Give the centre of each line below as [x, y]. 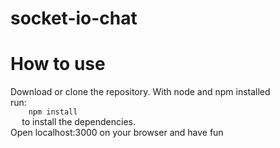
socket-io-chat [74, 18]
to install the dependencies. [78, 122]
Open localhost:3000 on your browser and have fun [117, 133]
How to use [58, 64]
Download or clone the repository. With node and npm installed [140, 92]
